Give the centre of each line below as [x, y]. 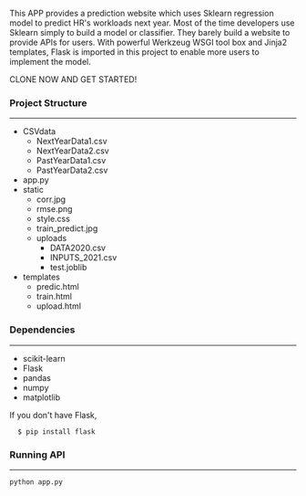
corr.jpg [51, 199]
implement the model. [50, 62]
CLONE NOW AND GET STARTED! [73, 79]
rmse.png [54, 209]
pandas [37, 377]
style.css [53, 219]
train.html [54, 297]
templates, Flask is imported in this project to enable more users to [134, 52]
